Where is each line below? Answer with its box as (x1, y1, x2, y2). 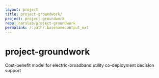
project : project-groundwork (5, 16, 65, 21)
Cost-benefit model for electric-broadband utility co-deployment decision (5, 62, 155, 68)
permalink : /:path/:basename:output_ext (5, 25, 89, 30)
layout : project (5, 7, 38, 12)
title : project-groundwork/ (5, 12, 63, 17)
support (5, 68, 21, 74)
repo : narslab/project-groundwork (5, 20, 76, 26)
